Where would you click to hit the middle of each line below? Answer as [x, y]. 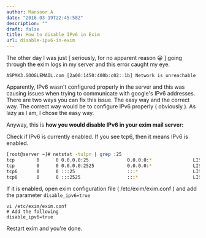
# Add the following [33, 212]
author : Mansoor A [30, 12]
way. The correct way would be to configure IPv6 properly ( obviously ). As [101, 106]
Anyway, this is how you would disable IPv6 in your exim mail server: [95, 125]
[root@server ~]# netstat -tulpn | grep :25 [64, 154]
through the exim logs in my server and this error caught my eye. [88, 64]
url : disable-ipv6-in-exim [41, 40]
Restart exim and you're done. [44, 229]
